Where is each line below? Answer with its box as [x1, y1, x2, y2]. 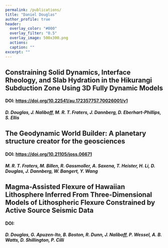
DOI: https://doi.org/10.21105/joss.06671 [5, 151, 92, 157]
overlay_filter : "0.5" [10, 31, 57, 36]
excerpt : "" [5, 49, 30, 54]
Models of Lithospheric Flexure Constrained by [5, 198, 155, 207]
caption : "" [10, 45, 35, 50]
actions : [10, 40, 28, 45]
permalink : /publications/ [5, 7, 62, 13]
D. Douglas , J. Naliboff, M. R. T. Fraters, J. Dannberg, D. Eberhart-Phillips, [5, 109, 161, 116]
